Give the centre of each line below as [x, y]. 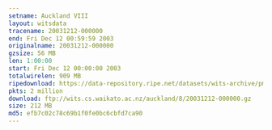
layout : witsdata [38, 23]
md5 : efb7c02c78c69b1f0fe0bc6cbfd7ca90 [76, 114]
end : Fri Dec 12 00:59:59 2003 [61, 38]
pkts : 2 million [36, 91]
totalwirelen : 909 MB [45, 76]
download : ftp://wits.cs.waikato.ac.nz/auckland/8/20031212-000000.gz [130, 99]
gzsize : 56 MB [32, 53]
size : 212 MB [30, 106]
